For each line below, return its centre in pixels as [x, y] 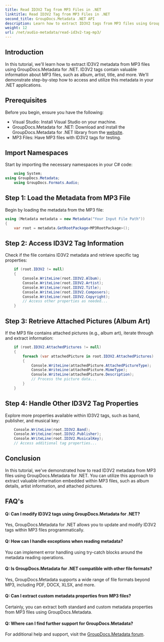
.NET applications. [23, 85]
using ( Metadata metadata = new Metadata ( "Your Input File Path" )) [75, 219]
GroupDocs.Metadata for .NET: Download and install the [69, 127]
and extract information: [29, 338]
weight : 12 [16, 28]
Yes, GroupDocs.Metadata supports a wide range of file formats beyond [78, 579]
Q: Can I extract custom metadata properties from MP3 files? [68, 596]
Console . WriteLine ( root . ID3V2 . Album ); [62, 279]
